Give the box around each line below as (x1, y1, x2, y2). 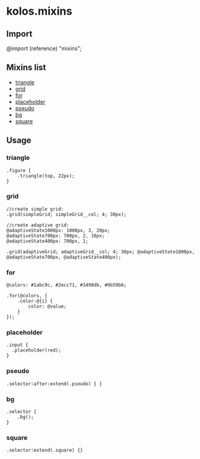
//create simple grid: (6, 206, 64, 212)
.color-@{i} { (17, 298, 53, 305)
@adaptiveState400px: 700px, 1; (6, 238, 88, 244)
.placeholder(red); (12, 347, 62, 353)
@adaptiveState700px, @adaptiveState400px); (6, 254, 121, 260)
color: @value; (28, 303, 67, 309)
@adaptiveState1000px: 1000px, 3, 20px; (6, 227, 111, 233)
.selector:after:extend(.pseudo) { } (6, 380, 102, 387)
